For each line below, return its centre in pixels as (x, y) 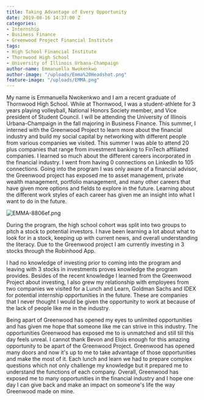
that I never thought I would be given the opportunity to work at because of (101, 302)
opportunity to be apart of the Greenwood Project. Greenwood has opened (100, 346)
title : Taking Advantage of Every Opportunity (67, 12)
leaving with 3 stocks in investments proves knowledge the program (92, 269)
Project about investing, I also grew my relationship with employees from (98, 282)
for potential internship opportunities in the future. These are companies (97, 295)
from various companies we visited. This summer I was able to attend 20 (98, 143)
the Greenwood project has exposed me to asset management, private (95, 175)
